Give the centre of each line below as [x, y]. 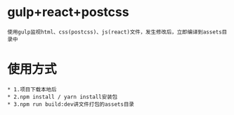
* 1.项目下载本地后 [32, 89]
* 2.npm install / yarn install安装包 [63, 97]
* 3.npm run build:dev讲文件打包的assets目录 [71, 104]
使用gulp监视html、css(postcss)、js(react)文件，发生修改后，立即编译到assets [115, 32]
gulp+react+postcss [68, 12]
